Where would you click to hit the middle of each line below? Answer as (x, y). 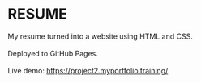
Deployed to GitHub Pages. (53, 53)
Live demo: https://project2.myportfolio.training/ (88, 70)
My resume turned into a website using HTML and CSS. (100, 36)
